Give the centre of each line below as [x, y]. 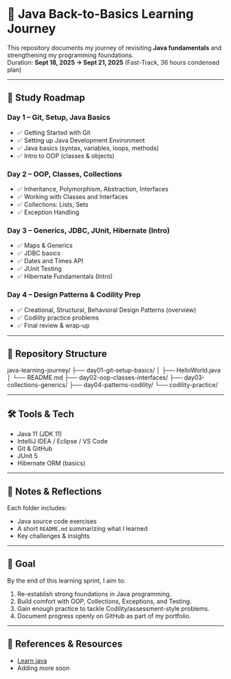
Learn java [32, 660]
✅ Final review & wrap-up [53, 325]
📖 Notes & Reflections [54, 491]
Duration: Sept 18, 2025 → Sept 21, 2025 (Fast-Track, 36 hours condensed [113, 62]
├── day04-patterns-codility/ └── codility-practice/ [143, 385]
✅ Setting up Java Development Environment [81, 140]
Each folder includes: [37, 508]
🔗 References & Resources [65, 644]
